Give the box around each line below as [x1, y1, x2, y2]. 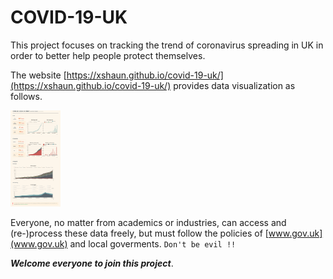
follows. [10, 90, 43, 102]
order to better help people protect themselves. [10, 49, 206, 61]
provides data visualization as [173, 79, 296, 91]
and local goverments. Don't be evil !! [69, 237, 237, 250]
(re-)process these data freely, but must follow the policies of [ [10, 227, 269, 239]
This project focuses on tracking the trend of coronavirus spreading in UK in [10, 39, 324, 51]
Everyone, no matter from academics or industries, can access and [10, 216, 287, 228]
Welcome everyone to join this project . [10, 257, 174, 269]
